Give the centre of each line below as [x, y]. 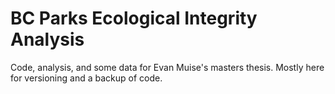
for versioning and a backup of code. [86, 78]
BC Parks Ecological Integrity [134, 18]
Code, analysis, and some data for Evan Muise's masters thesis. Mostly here [167, 67]
